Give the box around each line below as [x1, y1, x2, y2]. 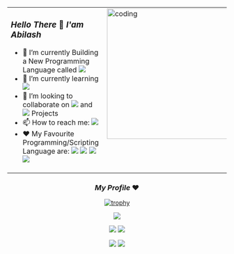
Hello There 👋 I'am [10, 19, 84, 31]
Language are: [22, 146, 70, 156]
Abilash [10, 29, 42, 40]
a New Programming [22, 56, 90, 65]
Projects [31, 108, 58, 118]
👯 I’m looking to [22, 90, 73, 100]
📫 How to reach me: [22, 118, 91, 127]
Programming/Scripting [22, 137, 100, 147]
